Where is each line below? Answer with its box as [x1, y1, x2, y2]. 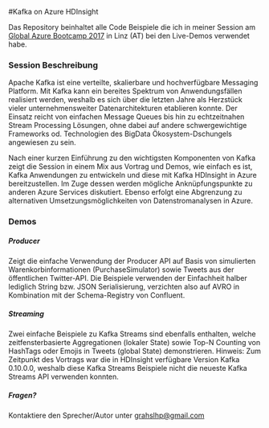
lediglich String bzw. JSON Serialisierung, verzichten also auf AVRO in [8, 282, 239, 292]
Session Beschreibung [8, 60, 99, 71]
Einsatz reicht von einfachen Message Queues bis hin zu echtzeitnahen [8, 112, 245, 121]
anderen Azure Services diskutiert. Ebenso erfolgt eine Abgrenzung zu [8, 187, 243, 197]
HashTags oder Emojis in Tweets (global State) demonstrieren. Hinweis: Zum [8, 346, 262, 356]
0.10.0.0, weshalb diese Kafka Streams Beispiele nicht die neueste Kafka [8, 364, 247, 373]
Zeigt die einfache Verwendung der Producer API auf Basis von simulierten [8, 257, 256, 266]
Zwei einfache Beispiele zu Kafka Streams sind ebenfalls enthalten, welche [8, 329, 256, 339]
